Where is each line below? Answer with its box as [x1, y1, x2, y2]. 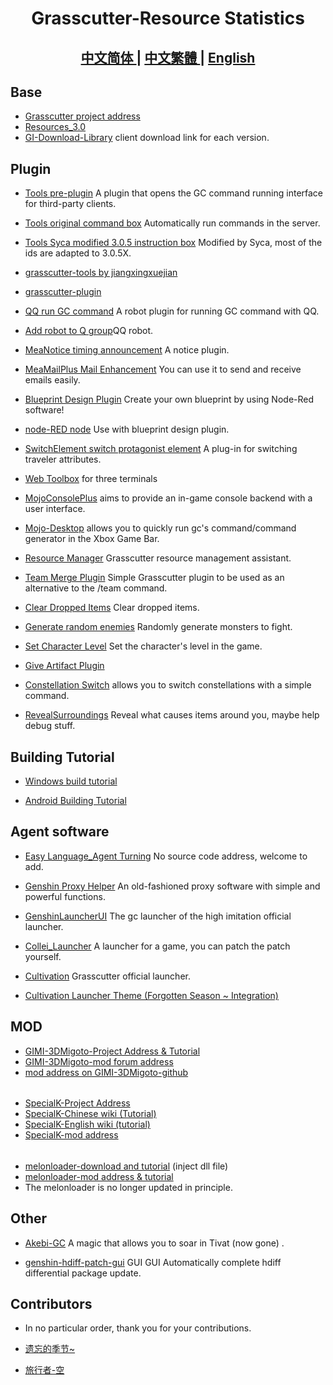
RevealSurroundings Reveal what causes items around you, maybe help [24, 709, 320, 721]
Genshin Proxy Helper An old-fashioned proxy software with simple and [24, 880, 321, 892]
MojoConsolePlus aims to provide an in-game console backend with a [24, 492, 313, 504]
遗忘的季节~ [24, 1343, 76, 1355]
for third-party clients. [24, 198, 117, 210]
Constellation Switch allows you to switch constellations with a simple [24, 679, 312, 691]
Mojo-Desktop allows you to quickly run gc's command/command [24, 522, 297, 534]
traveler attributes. [24, 453, 102, 466]
